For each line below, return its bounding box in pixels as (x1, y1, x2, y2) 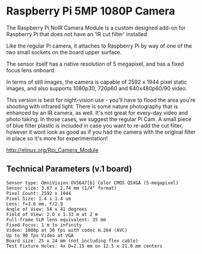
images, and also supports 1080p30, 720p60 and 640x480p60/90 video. (6, 84, 188, 91)
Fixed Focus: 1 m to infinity (6, 221, 82, 228)
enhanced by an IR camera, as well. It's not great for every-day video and (6, 109, 188, 116)
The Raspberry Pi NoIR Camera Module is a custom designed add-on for (6, 24, 186, 31)
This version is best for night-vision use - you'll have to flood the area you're (6, 96, 196, 104)
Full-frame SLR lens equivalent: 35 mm (6, 217, 106, 223)
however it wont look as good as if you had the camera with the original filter (6, 128, 196, 135)
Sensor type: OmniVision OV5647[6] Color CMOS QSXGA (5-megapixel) (6, 179, 179, 186)
